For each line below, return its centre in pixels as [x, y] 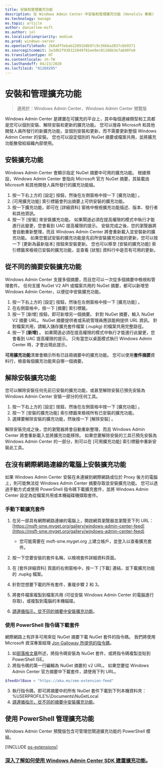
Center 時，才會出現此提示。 [41, 344]
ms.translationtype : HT [29, 55]
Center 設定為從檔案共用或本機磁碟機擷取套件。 [53, 495]
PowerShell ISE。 [29, 659]
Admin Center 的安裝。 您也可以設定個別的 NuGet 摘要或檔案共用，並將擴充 [81, 137]
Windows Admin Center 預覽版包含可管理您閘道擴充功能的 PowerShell [75, 731]
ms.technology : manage [28, 19]
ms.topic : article [24, 23]
